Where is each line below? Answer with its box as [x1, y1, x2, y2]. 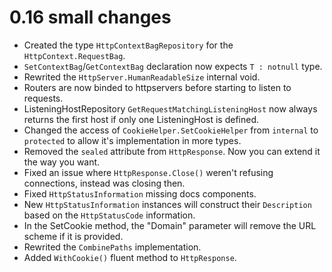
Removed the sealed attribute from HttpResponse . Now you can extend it [23, 145, 321, 157]
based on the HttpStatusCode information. [23, 209, 196, 221]
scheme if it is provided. [23, 230, 124, 242]
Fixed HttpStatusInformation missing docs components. [23, 187, 257, 200]
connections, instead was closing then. [23, 177, 186, 189]
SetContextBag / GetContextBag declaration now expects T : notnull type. [23, 60, 323, 72]
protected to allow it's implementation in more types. [23, 134, 242, 146]
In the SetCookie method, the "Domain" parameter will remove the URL [23, 219, 317, 231]
